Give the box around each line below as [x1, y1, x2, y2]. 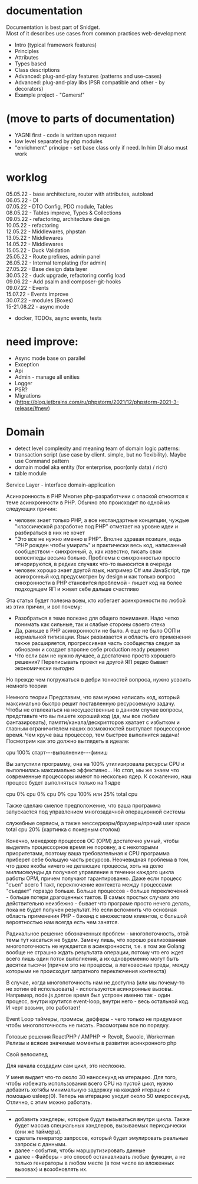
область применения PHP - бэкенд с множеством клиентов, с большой [6, 912, 187, 920]
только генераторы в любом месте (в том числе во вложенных [14, 1159, 174, 1166]
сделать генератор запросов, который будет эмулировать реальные [14, 1134, 189, 1141]
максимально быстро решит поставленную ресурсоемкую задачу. [6, 700, 176, 707]
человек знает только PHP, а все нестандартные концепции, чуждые [14, 517, 190, 524]
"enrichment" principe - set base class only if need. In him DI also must [14, 144, 188, 151]
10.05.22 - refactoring [6, 221, 59, 229]
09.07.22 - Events [6, 284, 49, 291]
